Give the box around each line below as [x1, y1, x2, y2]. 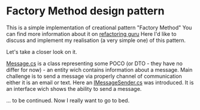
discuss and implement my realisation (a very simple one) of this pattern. [6, 36, 186, 44]
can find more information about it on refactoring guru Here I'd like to [6, 30, 177, 37]
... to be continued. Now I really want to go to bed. [6, 97, 130, 104]
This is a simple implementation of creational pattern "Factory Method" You [6, 24, 192, 31]
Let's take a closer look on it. [6, 48, 77, 55]
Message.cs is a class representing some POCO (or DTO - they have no [6, 60, 183, 67]
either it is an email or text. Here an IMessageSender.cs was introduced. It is [6, 79, 194, 86]
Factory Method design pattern [6, 4, 165, 18]
